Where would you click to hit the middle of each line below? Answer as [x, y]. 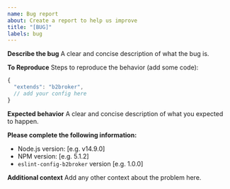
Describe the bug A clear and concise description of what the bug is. [108, 54]
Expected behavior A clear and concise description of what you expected [115, 113]
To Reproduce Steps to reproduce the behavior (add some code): [103, 67]
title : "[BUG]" [30, 27]
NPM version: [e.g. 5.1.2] [53, 156]
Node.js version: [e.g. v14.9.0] [61, 149]
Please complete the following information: [72, 134]
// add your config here [50, 93]
